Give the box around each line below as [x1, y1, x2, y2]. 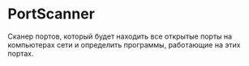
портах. [7, 48, 34, 58]
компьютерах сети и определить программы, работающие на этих [7, 39, 241, 49]
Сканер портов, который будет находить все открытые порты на [7, 31, 233, 41]
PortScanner [7, 5, 95, 23]
